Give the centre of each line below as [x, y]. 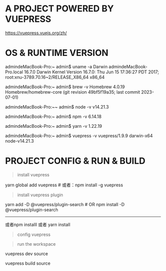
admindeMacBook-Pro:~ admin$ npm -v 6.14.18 [53, 116]
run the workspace [36, 244]
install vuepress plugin [40, 195]
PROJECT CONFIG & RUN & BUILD [75, 161]
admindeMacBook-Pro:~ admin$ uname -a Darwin [56, 66]
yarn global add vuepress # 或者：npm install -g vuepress [64, 185]
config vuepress [34, 234]
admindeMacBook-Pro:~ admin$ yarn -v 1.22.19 [54, 126]
